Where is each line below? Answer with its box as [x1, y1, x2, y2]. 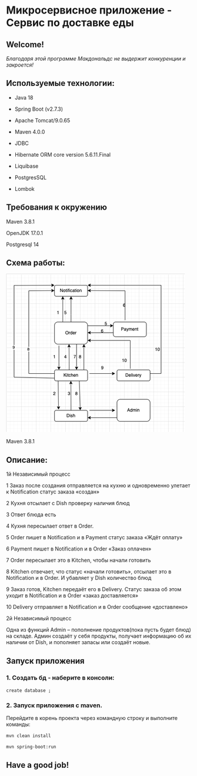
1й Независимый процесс [6, 470, 71, 477]
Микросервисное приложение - [6, 4, 172, 17]
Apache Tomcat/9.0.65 [14, 117, 71, 124]
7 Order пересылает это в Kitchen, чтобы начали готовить [6, 557, 151, 564]
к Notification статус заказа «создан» [6, 488, 100, 495]
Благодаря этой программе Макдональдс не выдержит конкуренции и [6, 55, 186, 62]
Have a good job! [6, 760, 69, 770]
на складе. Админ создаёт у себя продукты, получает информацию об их [6, 632, 192, 639]
